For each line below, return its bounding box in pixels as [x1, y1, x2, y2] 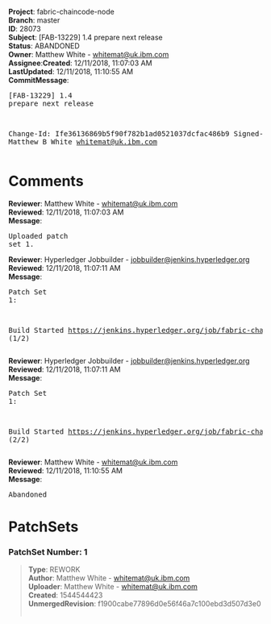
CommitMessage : [8, 76, 69, 85]
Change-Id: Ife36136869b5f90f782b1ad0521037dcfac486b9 [8, 129, 230, 138]
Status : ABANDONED [8, 41, 81, 51]
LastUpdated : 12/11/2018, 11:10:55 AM [8, 67, 134, 76]
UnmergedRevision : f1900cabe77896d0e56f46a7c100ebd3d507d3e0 [27, 599, 261, 609]
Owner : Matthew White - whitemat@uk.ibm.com [8, 50, 169, 59]
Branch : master [8, 15, 60, 25]
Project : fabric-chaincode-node [8, 7, 115, 16]
